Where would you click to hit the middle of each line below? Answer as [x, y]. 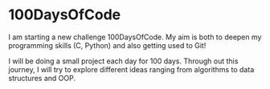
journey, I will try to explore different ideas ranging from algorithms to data [131, 69]
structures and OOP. [42, 78]
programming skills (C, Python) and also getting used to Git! [107, 45]
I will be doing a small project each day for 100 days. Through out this [123, 61]
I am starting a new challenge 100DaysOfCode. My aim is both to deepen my [135, 37]
